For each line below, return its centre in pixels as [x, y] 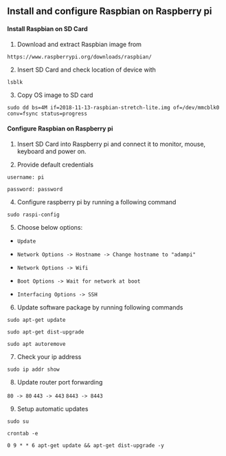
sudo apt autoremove [37, 344]
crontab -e [23, 433]
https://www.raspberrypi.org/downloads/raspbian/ [80, 57]
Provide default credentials [55, 164]
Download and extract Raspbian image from [79, 44]
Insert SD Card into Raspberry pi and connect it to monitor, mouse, [111, 144]
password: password [35, 189]
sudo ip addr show [33, 369]
